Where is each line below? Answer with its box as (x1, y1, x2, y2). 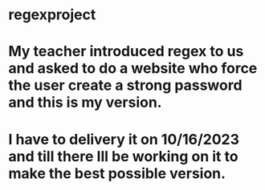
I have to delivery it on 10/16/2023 (8, 130, 239, 148)
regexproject (8, 6, 96, 24)
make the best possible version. (8, 164, 226, 182)
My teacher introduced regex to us (8, 42, 244, 61)
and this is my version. (8, 94, 162, 111)
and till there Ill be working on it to (8, 147, 238, 165)
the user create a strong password (8, 76, 243, 95)
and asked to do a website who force (8, 59, 258, 78)
